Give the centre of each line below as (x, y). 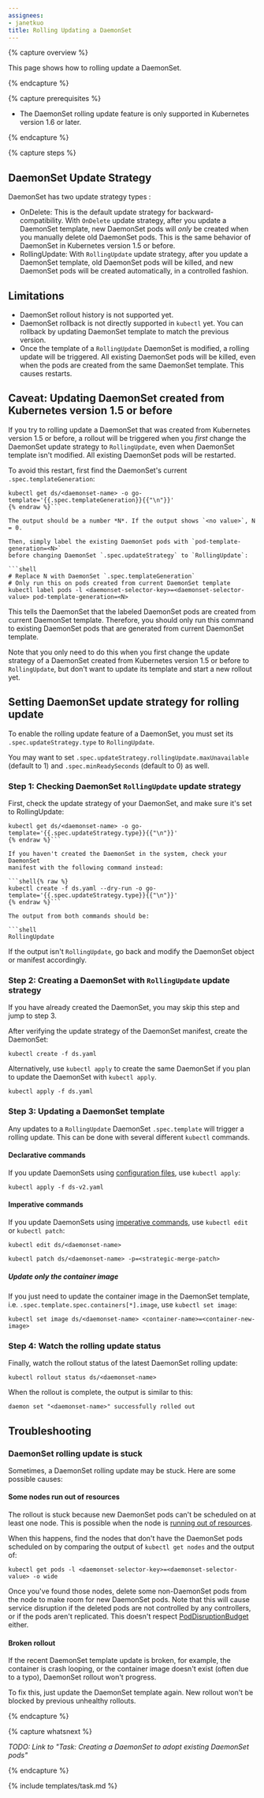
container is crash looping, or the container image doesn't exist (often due (128, 1669)
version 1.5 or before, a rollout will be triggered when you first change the (127, 438)
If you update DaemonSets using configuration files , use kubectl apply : (124, 1172)
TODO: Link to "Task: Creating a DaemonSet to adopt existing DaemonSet (129, 1747)
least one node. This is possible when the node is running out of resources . (130, 1523)
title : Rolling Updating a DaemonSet (70, 30)
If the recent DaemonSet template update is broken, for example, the (119, 1660)
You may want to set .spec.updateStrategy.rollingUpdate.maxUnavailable (129, 757)
